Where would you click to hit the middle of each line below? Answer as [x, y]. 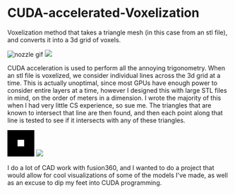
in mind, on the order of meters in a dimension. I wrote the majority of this [114, 98]
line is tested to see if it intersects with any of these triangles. [96, 120]
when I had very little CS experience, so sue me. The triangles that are [109, 105]
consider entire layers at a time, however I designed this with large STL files [117, 90]
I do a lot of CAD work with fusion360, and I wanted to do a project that [111, 167]
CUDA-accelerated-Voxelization [103, 13]
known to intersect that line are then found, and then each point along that [115, 112]
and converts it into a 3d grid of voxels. [64, 39]
